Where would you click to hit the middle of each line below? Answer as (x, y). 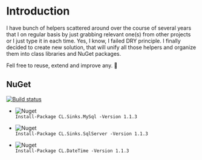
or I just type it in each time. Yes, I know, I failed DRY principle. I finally (94, 41)
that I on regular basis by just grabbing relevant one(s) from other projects (99, 34)
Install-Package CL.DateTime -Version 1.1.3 (72, 151)
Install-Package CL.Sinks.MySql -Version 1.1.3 (76, 116)
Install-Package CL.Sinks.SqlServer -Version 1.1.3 (81, 134)
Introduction (38, 11)
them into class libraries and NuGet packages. (64, 53)
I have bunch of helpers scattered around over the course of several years (99, 28)
